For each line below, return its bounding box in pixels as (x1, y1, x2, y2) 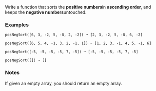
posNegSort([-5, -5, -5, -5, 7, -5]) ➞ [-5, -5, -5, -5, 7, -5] (5, 50, 138, 55)
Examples (5, 21, 29, 28)
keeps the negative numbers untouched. (5, 9, 87, 15)
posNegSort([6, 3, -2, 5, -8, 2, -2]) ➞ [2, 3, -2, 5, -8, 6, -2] (5, 33, 143, 37)
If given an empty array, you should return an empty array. (5, 80, 122, 86)
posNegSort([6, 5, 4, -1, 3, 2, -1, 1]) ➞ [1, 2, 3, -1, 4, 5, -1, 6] (5, 41, 152, 46)
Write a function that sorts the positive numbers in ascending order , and (5, 4, 151, 10)
